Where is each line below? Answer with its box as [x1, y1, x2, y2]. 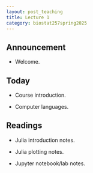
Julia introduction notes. [14, 136, 75, 144]
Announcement [6, 42, 66, 52]
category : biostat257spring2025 [6, 20, 87, 26]
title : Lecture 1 [6, 14, 50, 20]
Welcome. [14, 58, 40, 65]
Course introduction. [14, 91, 66, 99]
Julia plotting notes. [14, 148, 64, 155]
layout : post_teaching [6, 8, 63, 15]
